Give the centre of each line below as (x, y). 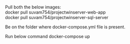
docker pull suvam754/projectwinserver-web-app (55, 12)
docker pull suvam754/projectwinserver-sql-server (57, 17)
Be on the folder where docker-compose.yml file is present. (65, 27)
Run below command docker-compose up (48, 36)
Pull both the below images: (33, 7)
